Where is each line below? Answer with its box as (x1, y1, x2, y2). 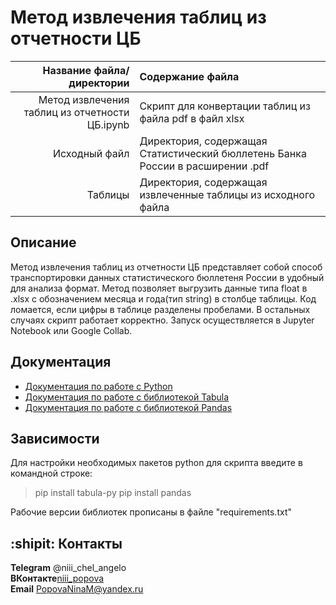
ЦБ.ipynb (86, 117, 130, 131)
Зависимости (10, 430, 100, 447)
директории (68, 76, 130, 90)
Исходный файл (53, 146, 130, 160)
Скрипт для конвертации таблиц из (139, 99, 311, 113)
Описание (10, 234, 77, 251)
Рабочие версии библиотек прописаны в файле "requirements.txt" (10, 506, 292, 518)
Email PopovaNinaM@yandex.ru (10, 583, 144, 595)
